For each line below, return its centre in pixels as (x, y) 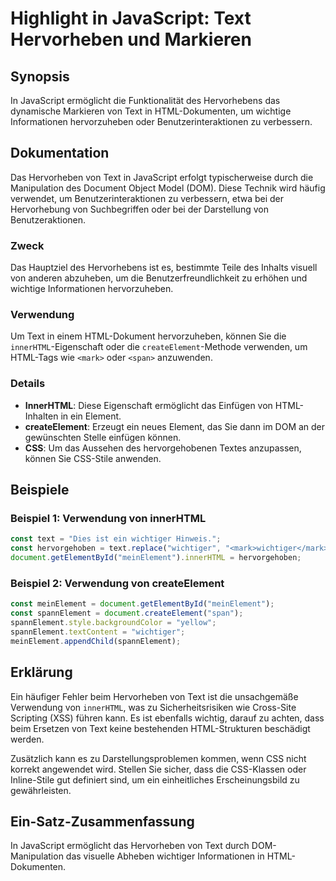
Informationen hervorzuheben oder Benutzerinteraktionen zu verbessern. (161, 121)
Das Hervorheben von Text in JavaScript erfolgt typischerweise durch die (162, 177)
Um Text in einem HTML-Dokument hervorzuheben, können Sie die (148, 336)
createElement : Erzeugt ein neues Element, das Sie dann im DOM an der (175, 426)
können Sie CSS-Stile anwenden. (93, 458)
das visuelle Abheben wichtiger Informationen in (165, 856)
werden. (27, 739)
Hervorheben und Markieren (131, 39)
